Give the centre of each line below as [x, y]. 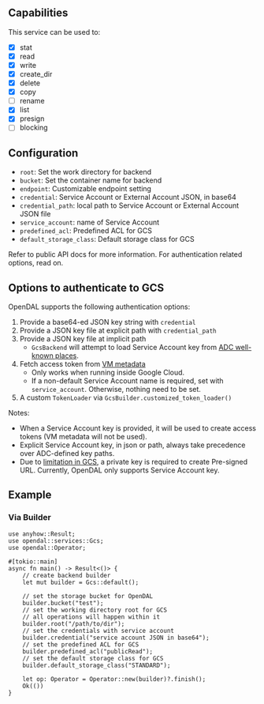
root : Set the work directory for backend [86, 172]
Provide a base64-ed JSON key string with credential [108, 322]
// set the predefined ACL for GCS [81, 644]
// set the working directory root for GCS [95, 610]
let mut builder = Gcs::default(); [81, 582]
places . [67, 356]
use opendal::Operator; [47, 548]
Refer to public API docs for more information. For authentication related [125, 254]
